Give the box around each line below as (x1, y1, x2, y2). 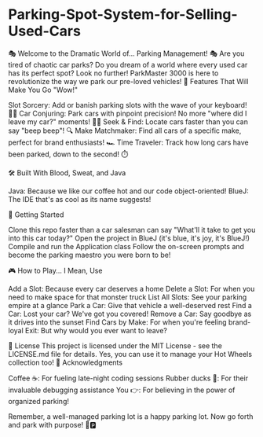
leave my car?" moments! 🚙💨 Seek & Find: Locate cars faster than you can (8, 116, 249, 127)
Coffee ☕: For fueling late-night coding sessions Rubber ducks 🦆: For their (8, 373, 249, 383)
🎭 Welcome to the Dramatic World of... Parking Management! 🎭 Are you (8, 49, 245, 58)
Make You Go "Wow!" (8, 85, 79, 94)
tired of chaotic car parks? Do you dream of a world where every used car (8, 60, 248, 69)
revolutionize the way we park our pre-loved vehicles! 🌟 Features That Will (8, 76, 249, 86)
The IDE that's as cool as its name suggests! (8, 194, 152, 204)
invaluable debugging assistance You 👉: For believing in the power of (8, 385, 236, 395)
